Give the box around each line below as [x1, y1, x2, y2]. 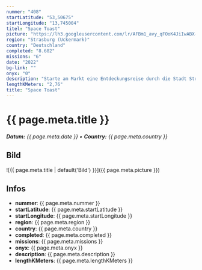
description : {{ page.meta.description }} [14, 251, 115, 258]
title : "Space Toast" [6, 87, 61, 93]
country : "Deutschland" [6, 43, 66, 49]
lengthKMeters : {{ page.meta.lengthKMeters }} [14, 257, 133, 265]
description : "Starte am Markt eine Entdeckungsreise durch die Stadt [6, 76, 187, 82]
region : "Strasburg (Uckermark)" [6, 37, 90, 43]
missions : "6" [6, 54, 42, 60]
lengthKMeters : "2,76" [6, 82, 63, 88]
